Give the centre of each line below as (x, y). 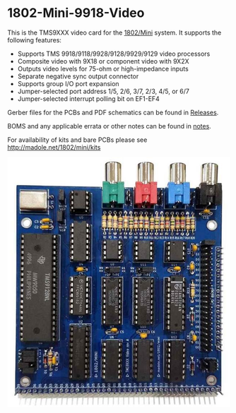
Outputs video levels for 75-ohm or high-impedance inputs (103, 68)
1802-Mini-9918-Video (76, 13)
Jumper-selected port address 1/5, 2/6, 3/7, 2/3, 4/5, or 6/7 (103, 91)
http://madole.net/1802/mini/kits (54, 147)
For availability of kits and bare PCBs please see (77, 140)
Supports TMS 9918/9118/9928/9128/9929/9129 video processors (114, 54)
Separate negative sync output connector (78, 76)
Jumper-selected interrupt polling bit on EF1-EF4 (89, 98)
